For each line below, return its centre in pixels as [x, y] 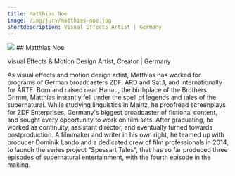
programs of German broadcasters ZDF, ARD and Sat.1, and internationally [115, 82]
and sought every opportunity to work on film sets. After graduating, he [111, 120]
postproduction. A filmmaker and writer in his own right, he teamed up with [116, 135]
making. [19, 165]
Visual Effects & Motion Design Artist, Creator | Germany [89, 61]
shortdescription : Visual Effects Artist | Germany [84, 27]
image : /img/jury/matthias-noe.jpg [59, 20]
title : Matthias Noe [38, 14]
